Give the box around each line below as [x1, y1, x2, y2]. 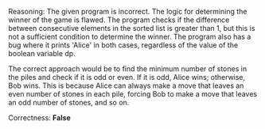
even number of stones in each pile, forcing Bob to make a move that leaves [8, 89, 258, 98]
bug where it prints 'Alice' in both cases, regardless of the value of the [8, 40, 239, 50]
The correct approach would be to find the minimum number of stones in [8, 64, 247, 74]
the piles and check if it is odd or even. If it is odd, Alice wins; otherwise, [8, 73, 246, 82]
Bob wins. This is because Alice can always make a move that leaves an [8, 81, 244, 90]
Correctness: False [8, 113, 72, 122]
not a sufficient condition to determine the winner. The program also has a [8, 32, 251, 41]
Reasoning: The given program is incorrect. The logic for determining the [8, 7, 247, 16]
